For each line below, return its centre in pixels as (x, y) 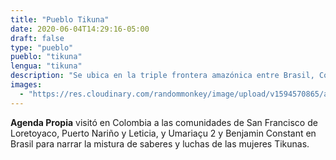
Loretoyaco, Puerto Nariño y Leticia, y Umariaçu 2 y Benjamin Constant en (163, 133)
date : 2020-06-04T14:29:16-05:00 (80, 29)
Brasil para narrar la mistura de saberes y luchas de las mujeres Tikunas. (160, 143)
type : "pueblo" (42, 47)
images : (26, 85)
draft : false (37, 38)
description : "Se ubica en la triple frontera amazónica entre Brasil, (162, 76)
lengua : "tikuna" (46, 66)
